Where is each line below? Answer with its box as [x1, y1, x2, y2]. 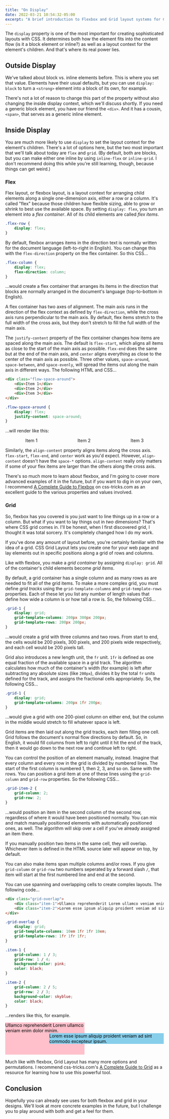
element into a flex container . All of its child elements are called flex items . [5, 211, 159, 217]
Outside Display [5, 61, 56, 70]
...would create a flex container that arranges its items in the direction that [5, 283, 158, 289]
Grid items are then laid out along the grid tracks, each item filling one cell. [5, 729, 159, 735]
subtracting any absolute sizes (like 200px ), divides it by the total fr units [5, 670, 155, 676]
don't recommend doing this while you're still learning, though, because [5, 161, 154, 166]
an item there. [5, 830, 34, 837]
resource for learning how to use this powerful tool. [5, 1070, 112, 1076]
